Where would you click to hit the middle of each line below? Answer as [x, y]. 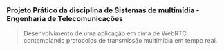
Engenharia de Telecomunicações [65, 18]
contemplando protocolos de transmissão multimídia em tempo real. [120, 41]
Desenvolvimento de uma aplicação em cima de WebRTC [105, 33]
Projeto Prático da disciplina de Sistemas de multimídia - [103, 10]
